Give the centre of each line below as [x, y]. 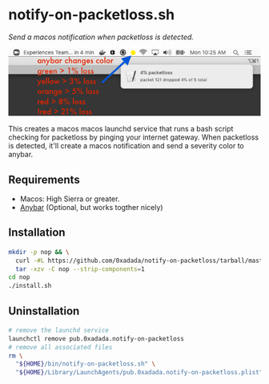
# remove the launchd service [59, 330]
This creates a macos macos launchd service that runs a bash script [121, 129]
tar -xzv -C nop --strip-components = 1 [80, 269]
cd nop [19, 277]
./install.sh [30, 286]
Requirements [44, 179]
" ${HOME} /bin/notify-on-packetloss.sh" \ [86, 364]
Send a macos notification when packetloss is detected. [101, 37]
